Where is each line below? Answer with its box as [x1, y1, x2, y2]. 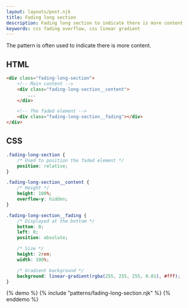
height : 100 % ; [17, 191, 52, 197]
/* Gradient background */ [17, 267, 84, 273]
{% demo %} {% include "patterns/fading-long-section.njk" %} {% [6, 289, 171, 297]
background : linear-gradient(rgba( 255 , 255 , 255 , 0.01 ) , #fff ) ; [17, 273, 181, 279]
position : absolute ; [17, 235, 68, 241]
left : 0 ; [17, 229, 39, 235]
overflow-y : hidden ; [17, 196, 68, 202]
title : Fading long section [6, 14, 77, 20]
